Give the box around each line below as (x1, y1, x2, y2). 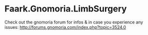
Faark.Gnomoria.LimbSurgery (4, 3, 127, 14)
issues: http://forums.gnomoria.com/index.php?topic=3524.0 (4, 24, 126, 30)
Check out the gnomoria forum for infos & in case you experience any (4, 19, 143, 25)
